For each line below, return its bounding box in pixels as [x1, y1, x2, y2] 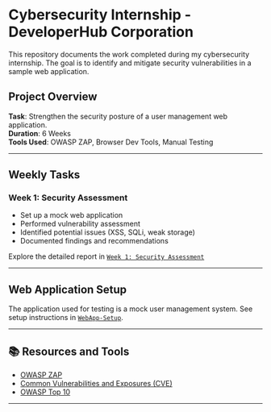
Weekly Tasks [8, 168, 81, 182]
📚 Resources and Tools [8, 344, 130, 358]
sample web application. [8, 66, 90, 76]
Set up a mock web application [19, 210, 123, 220]
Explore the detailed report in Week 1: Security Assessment [8, 252, 205, 261]
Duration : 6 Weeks [8, 128, 71, 138]
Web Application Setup [8, 282, 127, 296]
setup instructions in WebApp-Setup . [8, 313, 123, 323]
